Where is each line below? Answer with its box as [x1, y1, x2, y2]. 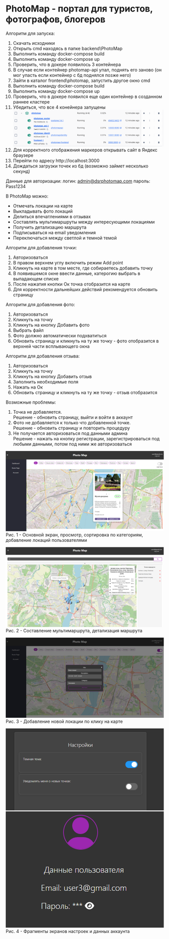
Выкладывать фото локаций [13, 208, 73, 214]
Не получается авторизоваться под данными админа [13, 430, 128, 436]
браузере [13, 152, 34, 158]
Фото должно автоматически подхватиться [13, 332, 107, 338]
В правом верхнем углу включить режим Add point [13, 259, 123, 265]
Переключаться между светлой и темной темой [13, 235, 117, 241]
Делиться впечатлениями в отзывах [13, 213, 91, 219]
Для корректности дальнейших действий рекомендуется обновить [13, 286, 157, 292]
